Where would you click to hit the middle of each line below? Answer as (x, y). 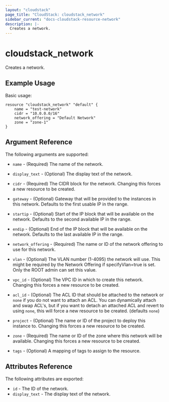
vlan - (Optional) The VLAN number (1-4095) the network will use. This (86, 259)
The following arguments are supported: (47, 154)
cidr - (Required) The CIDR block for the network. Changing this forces (87, 183)
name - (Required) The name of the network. (58, 164)
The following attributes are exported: (44, 379)
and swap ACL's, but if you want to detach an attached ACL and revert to (88, 305)
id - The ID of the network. (41, 388)
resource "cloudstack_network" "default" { (52, 105)
